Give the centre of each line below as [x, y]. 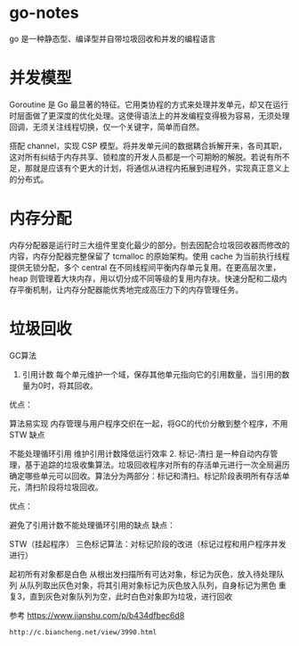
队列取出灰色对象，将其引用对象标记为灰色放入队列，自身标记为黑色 [151, 585]
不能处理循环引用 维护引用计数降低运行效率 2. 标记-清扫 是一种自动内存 [140, 453]
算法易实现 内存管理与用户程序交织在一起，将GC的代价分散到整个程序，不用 [149, 423]
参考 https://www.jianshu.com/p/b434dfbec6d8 [97, 615]
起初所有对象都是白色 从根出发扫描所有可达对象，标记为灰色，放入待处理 [143, 574]
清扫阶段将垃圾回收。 [64, 487]
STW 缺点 [27, 435]
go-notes [44, 13]
